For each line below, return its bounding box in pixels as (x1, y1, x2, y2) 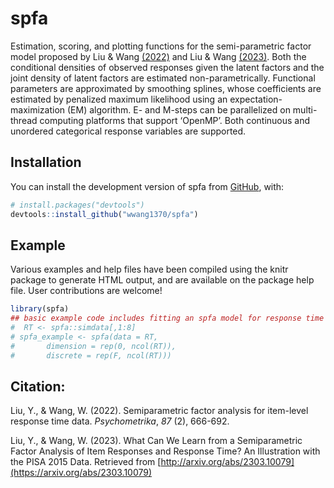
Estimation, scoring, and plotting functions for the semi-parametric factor (10, 40, 312, 52)
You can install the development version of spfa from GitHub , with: (10, 180, 285, 192)
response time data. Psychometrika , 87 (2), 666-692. (10, 415, 230, 427)
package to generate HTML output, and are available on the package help (10, 274, 315, 286)
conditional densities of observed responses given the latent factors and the (10, 61, 325, 73)
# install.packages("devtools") (10, 200, 145, 210)
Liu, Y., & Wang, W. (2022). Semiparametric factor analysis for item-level (10, 405, 309, 417)
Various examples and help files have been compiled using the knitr (10, 263, 289, 276)
